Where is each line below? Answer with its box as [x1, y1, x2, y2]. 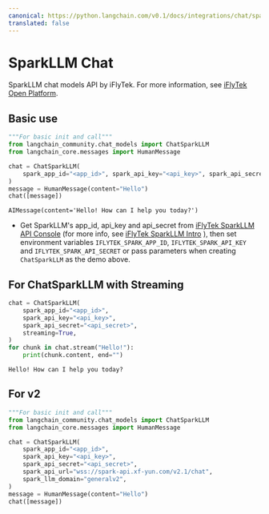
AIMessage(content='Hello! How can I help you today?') [8, 207, 199, 215]
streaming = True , [22, 329, 78, 337]
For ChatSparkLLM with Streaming [8, 278, 184, 291]
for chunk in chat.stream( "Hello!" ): [8, 343, 134, 352]
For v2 [8, 388, 41, 401]
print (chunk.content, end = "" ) [22, 351, 124, 359]
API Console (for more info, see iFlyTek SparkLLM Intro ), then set [19, 229, 237, 239]
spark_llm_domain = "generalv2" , [22, 475, 127, 483]
